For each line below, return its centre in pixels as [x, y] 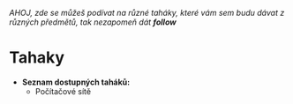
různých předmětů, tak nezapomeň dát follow [93, 22]
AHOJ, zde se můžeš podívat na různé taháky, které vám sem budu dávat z [147, 13]
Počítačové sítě [63, 91]
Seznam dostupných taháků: [76, 82]
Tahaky [37, 58]
